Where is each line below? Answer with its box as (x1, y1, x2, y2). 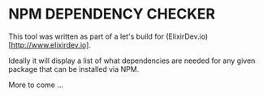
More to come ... (8, 80, 63, 90)
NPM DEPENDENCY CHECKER (8, 5, 216, 23)
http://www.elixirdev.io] (11, 40, 89, 49)
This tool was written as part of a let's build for (8, 31, 165, 41)
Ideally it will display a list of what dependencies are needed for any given (8, 56, 256, 65)
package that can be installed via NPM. (8, 64, 140, 73)
